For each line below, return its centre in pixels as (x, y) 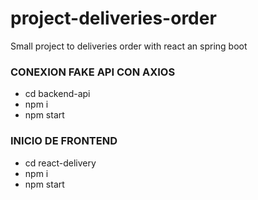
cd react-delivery (60, 163)
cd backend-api (57, 94)
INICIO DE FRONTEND (64, 141)
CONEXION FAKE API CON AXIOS (93, 72)
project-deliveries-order (113, 18)
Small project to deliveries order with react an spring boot (129, 46)
